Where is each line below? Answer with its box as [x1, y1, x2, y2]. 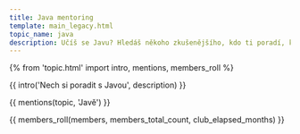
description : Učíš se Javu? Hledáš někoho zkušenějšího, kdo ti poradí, [9, 38, 286, 47]
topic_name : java [9, 29, 74, 38]
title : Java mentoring [9, 13, 94, 22]
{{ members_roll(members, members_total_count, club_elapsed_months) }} [9, 114, 286, 125]
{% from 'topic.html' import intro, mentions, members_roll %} [9, 63, 234, 73]
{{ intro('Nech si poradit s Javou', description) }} [9, 80, 187, 90]
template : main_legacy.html [9, 21, 114, 30]
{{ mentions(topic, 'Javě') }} [9, 97, 111, 108]
